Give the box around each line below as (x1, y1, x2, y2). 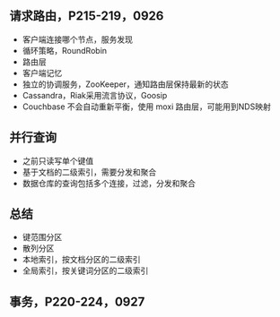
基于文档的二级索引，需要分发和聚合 (22, 167, 157, 177)
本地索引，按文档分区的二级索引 (22, 254, 141, 265)
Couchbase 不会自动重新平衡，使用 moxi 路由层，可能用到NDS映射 (22, 101, 271, 112)
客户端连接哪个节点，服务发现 (22, 34, 133, 45)
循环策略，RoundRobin (22, 45, 108, 56)
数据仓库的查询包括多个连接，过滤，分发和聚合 (22, 177, 196, 188)
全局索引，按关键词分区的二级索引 (22, 265, 149, 276)
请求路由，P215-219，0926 (9, 8, 164, 24)
